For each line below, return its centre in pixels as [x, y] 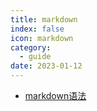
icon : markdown [42, 38]
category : [31, 47]
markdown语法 [55, 95]
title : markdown [44, 19]
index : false [37, 29]
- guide [35, 57]
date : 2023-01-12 [46, 66]
